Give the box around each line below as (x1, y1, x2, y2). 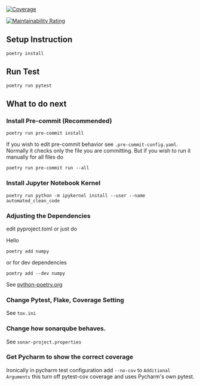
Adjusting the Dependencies (6, 211, 91, 220)
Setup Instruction (6, 35, 73, 45)
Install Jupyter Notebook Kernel (6, 179, 101, 187)
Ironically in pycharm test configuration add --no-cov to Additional (6, 366, 171, 373)
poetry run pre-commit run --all (6, 165, 90, 171)
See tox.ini (6, 309, 36, 317)
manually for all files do (6, 153, 64, 161)
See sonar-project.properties (6, 338, 82, 345)
